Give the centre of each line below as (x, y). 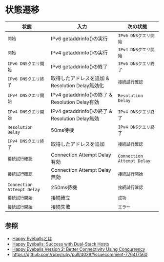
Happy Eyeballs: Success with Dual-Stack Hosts (61, 244)
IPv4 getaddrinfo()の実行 (80, 53)
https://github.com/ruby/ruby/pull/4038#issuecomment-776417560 (80, 254)
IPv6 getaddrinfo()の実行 (80, 39)
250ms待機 (64, 187)
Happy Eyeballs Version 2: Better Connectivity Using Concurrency (79, 249)
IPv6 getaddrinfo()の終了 (80, 66)
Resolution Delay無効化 (77, 85)
